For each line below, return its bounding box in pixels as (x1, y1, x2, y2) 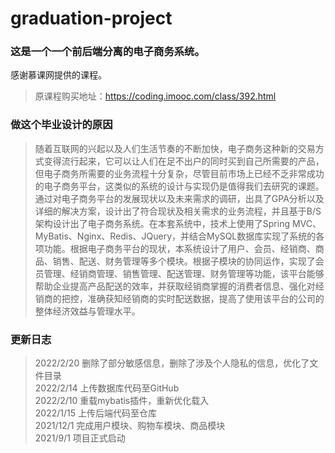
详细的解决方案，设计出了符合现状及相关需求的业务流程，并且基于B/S (34, 205, 322, 217)
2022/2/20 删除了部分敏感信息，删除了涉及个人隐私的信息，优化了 (34, 357, 310, 369)
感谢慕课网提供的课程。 (10, 69, 107, 81)
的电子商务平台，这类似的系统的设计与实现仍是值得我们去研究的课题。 (34, 180, 325, 192)
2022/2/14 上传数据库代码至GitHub (34, 382, 180, 394)
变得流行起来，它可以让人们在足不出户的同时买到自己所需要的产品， (43, 155, 325, 167)
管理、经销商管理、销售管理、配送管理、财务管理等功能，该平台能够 (43, 267, 325, 279)
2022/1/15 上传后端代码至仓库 (34, 407, 157, 419)
